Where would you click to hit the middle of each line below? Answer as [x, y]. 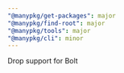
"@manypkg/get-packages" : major [62, 16]
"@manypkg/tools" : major [49, 30]
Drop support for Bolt [43, 61]
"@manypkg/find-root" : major [56, 23]
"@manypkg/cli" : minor [45, 38]
